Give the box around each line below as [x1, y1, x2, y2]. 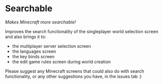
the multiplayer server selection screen [12, 43, 92, 49]
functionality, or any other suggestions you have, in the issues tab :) [5, 73, 142, 79]
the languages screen [12, 48, 56, 54]
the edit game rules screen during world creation [12, 59, 111, 64]
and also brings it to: [5, 34, 47, 40]
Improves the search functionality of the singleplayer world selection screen [5, 28, 159, 34]
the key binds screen [12, 53, 55, 59]
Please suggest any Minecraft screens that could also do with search [5, 68, 144, 74]
